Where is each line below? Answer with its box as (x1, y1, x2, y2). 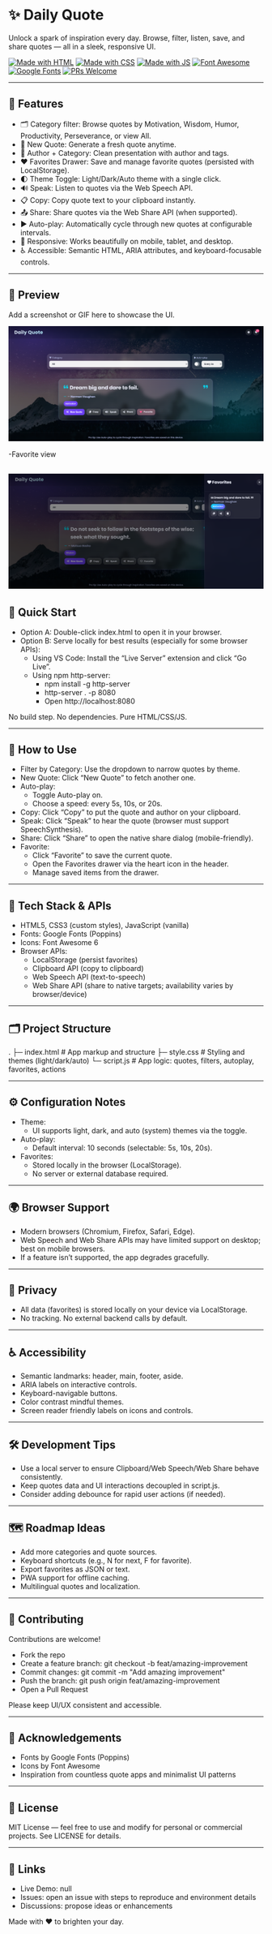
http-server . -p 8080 (44, 687, 116, 697)
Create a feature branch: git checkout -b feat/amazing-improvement (19, 1658, 249, 1668)
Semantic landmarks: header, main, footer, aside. (19, 1371, 184, 1381)
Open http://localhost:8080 (44, 696, 136, 706)
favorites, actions (8, 1064, 66, 1074)
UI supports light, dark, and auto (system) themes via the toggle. (32, 1125, 248, 1135)
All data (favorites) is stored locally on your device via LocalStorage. (19, 1304, 249, 1315)
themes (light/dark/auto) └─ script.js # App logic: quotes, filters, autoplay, (8, 1055, 255, 1065)
